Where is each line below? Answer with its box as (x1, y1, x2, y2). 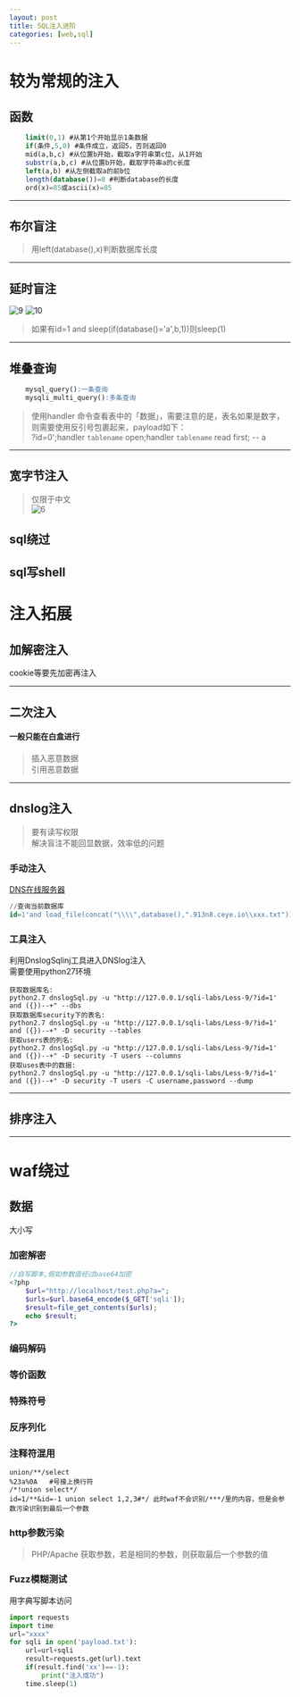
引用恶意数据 (30, 764, 79, 774)
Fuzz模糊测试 (9, 1573, 68, 1585)
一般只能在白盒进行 (9, 731, 80, 742)
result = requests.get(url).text (25, 1654, 142, 1664)
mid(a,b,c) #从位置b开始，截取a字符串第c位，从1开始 (25, 150, 203, 159)
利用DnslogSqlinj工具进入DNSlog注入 (9, 955, 146, 966)
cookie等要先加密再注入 (9, 667, 97, 679)
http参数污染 (9, 1526, 64, 1539)
